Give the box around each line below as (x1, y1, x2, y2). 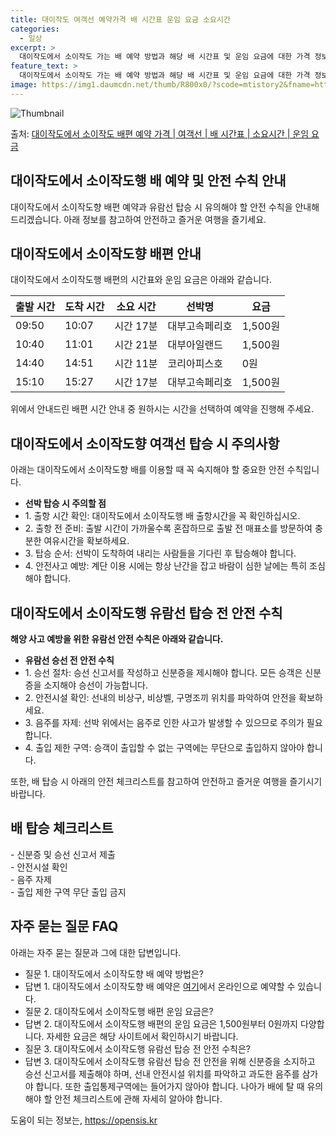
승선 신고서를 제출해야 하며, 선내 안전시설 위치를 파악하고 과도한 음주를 (24, 1067, 300, 1080)
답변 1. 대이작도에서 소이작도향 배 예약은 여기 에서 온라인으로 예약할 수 (24, 980, 296, 992)
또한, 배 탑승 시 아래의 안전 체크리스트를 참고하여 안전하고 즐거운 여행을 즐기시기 (10, 776, 323, 787)
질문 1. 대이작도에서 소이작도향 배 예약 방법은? (24, 967, 205, 980)
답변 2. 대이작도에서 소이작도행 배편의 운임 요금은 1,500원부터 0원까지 (24, 1017, 298, 1030)
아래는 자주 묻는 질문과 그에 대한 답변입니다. (10, 946, 182, 958)
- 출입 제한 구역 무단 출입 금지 (10, 886, 127, 898)
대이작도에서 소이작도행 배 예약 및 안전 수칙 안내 (10, 172, 287, 190)
